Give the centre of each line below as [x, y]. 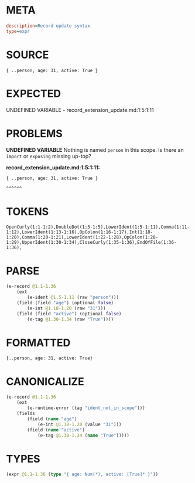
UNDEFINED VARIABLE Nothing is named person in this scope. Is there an [95, 149]
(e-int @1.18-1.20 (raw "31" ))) [67, 308]
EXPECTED [34, 93]
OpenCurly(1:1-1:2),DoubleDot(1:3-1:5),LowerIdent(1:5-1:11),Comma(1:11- [98, 227]
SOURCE [28, 55]
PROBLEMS [34, 133]
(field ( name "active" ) [56, 430]
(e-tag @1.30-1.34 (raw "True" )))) [71, 319]
